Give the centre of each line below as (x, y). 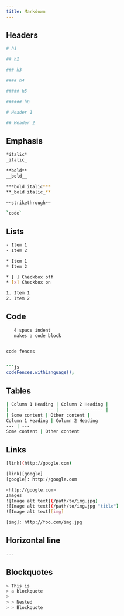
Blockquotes (30, 572)
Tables (18, 391)
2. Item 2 (18, 299)
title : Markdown (26, 11)
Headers (22, 35)
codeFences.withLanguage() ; (40, 373)
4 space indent (32, 330)
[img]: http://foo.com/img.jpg (44, 522)
